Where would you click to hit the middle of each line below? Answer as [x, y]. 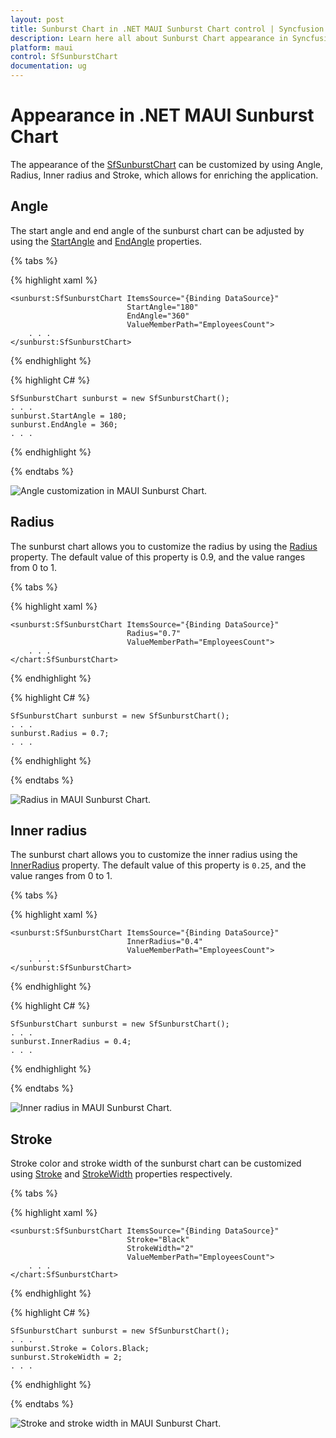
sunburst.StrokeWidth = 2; [66, 1357]
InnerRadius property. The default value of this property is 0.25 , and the [158, 865]
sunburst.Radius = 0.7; [60, 733]
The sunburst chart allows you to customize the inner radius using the [154, 855]
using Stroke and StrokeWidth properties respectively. [121, 1174]
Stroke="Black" [158, 1240]
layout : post [37, 19]
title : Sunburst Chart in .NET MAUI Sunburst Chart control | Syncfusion [167, 29]
